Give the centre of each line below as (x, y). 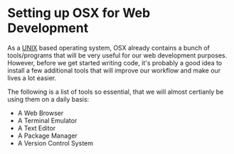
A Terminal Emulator (47, 120)
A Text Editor (37, 128)
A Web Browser (41, 113)
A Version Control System (55, 143)
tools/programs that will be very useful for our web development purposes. (117, 55)
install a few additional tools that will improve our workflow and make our (114, 70)
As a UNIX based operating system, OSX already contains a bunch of (108, 48)
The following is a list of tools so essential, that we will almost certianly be (116, 92)
